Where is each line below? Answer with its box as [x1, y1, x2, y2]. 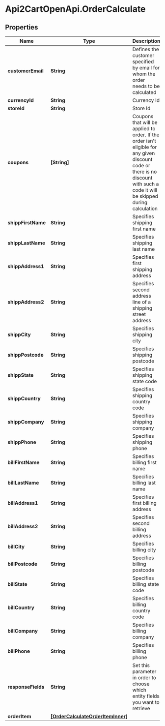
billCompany [7, 628, 38, 634]
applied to [132, 125, 156, 132]
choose [132, 680, 150, 687]
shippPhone [7, 439, 37, 446]
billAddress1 [7, 500, 38, 506]
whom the [132, 70, 156, 77]
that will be [132, 119, 158, 126]
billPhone [7, 648, 30, 655]
